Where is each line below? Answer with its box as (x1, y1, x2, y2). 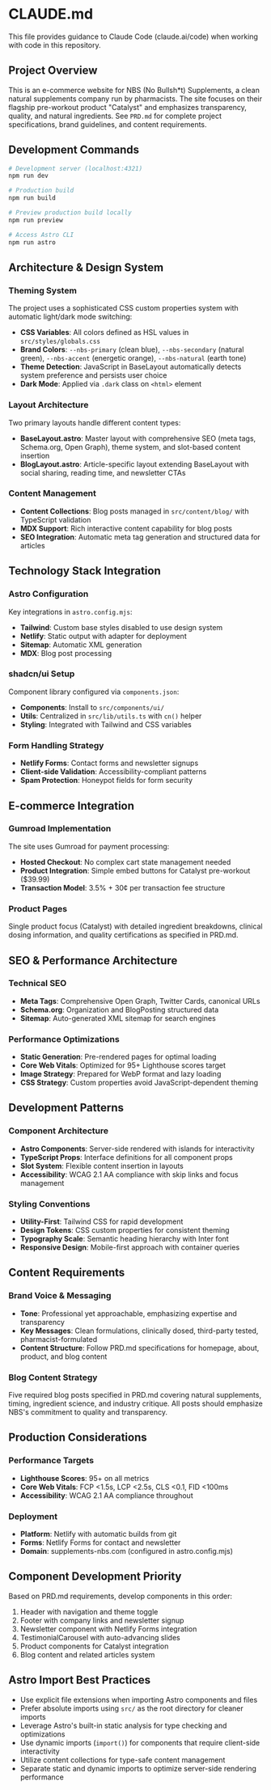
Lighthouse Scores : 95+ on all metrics (19, 1473, 150, 1483)
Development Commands (8, 143, 140, 157)
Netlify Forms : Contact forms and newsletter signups (19, 758, 199, 768)
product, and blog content (19, 1352, 108, 1361)
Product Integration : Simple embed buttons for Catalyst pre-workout (19, 865, 251, 875)
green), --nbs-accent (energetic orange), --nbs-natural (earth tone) (19, 353, 247, 363)
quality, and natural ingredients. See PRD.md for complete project (8, 111, 222, 121)
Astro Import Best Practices (8, 1674, 151, 1687)
